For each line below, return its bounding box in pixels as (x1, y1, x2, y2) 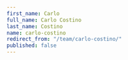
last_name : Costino (6, 23, 63, 30)
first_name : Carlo (6, 10, 60, 17)
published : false (6, 42, 57, 49)
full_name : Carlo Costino (6, 17, 81, 23)
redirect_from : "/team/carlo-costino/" (6, 36, 122, 43)
